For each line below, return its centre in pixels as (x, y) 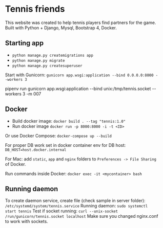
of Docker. (15, 164)
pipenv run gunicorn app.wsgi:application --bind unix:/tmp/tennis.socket (78, 89)
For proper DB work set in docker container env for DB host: (65, 145)
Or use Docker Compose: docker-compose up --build (59, 136)
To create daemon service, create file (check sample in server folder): (75, 201)
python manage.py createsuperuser (47, 66)
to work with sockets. (27, 222)
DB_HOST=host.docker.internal (36, 150)
